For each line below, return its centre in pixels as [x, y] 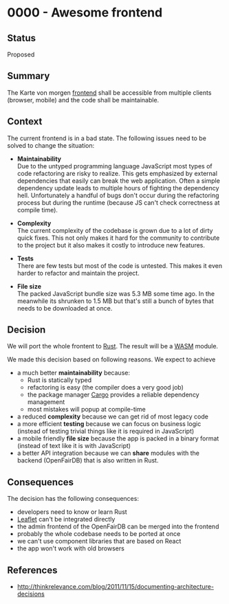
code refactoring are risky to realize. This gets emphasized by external [117, 173]
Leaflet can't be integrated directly [66, 519]
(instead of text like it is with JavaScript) [74, 446]
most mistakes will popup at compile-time [86, 410]
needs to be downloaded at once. [65, 308]
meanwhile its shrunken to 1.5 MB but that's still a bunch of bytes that [116, 301]
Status [22, 38]
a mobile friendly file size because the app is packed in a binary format [118, 438]
